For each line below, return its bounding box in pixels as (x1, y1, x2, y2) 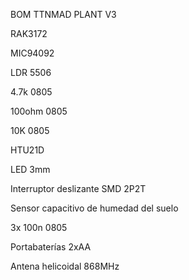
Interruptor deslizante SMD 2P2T (10, 183, 147, 194)
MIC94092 (10, 47, 55, 59)
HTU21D (10, 144, 45, 156)
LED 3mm (10, 164, 51, 175)
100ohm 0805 (10, 105, 68, 117)
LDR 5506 (10, 67, 52, 78)
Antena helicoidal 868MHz (10, 260, 120, 272)
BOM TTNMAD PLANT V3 (10, 9, 117, 20)
